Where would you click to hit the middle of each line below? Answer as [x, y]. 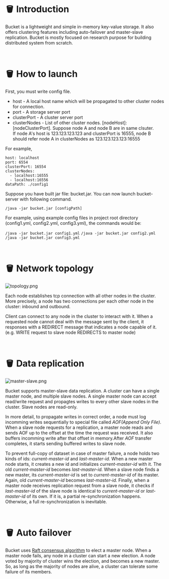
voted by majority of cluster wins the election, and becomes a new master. [83, 561]
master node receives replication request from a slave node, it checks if [80, 486]
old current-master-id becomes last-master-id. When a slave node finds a [82, 469]
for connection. [28, 107]
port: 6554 [17, 162]
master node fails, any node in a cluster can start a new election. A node [80, 555]
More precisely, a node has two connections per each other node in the [79, 301]
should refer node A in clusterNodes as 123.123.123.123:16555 [76, 138]
